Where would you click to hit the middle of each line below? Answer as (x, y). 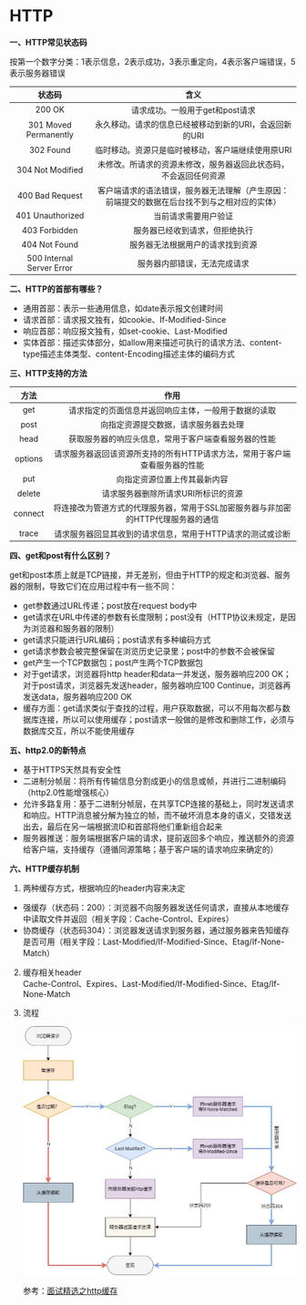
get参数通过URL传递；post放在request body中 (110, 606)
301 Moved (50, 125)
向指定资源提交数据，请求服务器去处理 (172, 425)
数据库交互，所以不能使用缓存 (78, 731)
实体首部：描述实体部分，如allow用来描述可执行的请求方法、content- (152, 343)
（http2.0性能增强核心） (68, 793)
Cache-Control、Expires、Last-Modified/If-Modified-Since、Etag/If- (151, 984)
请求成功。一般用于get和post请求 (193, 109)
